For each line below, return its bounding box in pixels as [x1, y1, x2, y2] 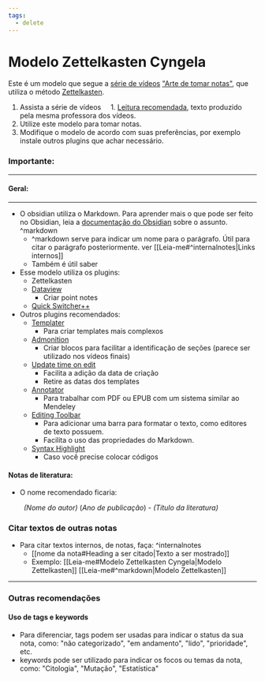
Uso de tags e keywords [8, 612, 89, 622]
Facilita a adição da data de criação [43, 368, 159, 377]
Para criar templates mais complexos [43, 326, 164, 335]
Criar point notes [43, 293, 99, 302]
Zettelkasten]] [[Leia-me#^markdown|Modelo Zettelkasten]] [31, 566, 227, 575]
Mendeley [43, 402, 77, 411]
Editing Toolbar [31, 410, 81, 419]
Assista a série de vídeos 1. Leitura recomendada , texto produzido [19, 103, 242, 112]
